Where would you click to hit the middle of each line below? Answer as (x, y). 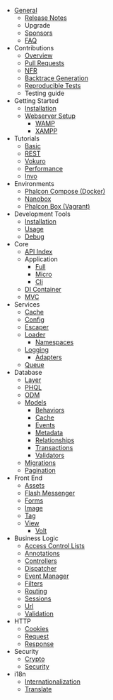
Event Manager (47, 576)
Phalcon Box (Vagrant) (57, 206)
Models (36, 403)
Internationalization (53, 682)
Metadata (49, 433)
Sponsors (38, 33)
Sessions (38, 598)
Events (45, 425)
